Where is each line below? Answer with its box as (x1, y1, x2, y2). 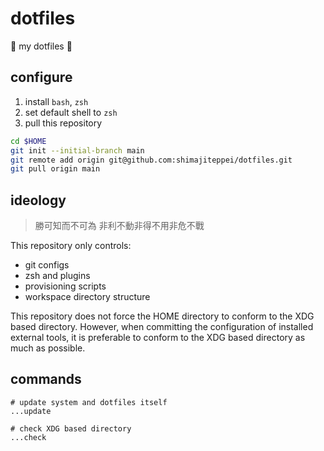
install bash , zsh (24, 95, 89, 107)
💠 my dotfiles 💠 (10, 40, 73, 52)
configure (10, 69, 73, 86)
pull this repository (24, 117, 103, 129)
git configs (24, 259, 70, 271)
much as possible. (10, 342, 86, 354)
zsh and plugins (24, 270, 91, 282)
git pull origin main (10, 164, 101, 174)
